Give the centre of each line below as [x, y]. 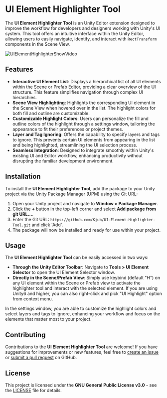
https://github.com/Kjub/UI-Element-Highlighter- [103, 220]
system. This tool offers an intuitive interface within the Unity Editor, [75, 33]
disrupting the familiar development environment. [63, 161]
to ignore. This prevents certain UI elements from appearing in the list [84, 139]
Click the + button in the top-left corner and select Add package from [84, 209]
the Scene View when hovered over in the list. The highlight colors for [84, 108]
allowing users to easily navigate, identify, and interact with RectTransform [81, 39]
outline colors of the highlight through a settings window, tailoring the [84, 124]
